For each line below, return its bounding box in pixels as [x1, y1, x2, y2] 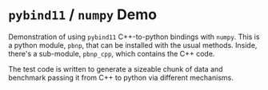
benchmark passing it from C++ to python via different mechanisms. [8, 72, 234, 82]
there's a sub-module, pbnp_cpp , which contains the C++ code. [8, 49, 215, 58]
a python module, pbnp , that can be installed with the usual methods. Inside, [8, 40, 258, 49]
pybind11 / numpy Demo [8, 6, 158, 24]
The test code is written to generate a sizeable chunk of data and [8, 64, 223, 73]
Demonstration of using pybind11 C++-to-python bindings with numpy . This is [8, 32, 260, 41]
